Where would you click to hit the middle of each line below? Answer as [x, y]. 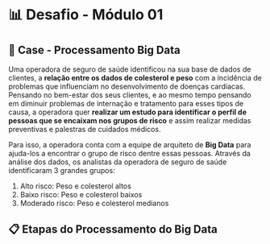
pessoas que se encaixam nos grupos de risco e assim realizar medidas [130, 120]
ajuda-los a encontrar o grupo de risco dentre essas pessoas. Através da [130, 153]
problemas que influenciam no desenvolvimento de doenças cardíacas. [127, 86]
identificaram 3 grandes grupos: [62, 170]
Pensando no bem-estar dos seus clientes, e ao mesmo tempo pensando [130, 95]
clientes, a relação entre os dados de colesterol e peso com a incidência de [135, 78]
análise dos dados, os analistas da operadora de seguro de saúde [118, 162]
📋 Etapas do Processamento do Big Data [113, 230]
